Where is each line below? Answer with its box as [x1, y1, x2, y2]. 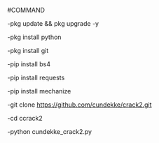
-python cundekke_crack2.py [7, 128, 92, 135]
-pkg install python [7, 33, 62, 41]
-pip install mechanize [7, 87, 71, 95]
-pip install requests [7, 73, 65, 82]
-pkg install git [7, 47, 49, 54]
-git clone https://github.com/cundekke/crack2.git [7, 100, 152, 109]
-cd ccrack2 [7, 114, 43, 122]
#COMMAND [7, 6, 46, 14]
